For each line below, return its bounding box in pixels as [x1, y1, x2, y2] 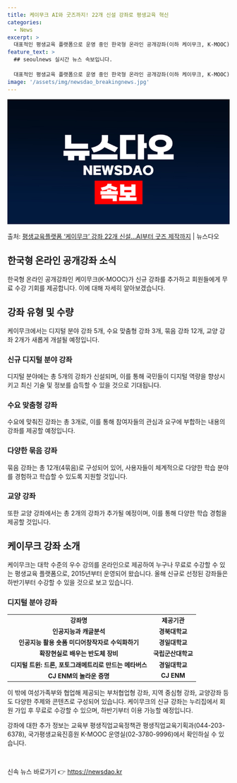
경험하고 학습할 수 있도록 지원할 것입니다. [14, 472, 128, 480]
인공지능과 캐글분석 [52, 627, 106, 635]
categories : [7, 18, 42, 26]
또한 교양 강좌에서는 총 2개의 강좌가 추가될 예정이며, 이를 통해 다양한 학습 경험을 [7, 508, 227, 517]
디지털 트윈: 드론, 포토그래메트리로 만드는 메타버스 [10, 660, 147, 669]
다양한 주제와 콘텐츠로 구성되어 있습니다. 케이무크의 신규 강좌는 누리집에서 [14, 698, 219, 706]
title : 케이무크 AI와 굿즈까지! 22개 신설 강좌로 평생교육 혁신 [7, 11, 169, 18]
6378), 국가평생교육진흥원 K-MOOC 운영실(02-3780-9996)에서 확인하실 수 [7, 730, 217, 739]
